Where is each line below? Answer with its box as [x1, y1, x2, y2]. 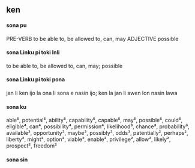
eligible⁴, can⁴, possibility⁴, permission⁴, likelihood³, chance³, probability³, [6, 123, 190, 130]
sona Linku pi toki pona [6, 76, 65, 83]
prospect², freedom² [6, 142, 57, 149]
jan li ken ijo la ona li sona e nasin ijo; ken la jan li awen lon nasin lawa [6, 90, 178, 96]
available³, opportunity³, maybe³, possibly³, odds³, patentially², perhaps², [6, 129, 189, 137]
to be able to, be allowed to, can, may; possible [6, 62, 123, 69]
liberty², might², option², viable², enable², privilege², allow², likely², [6, 135, 171, 143]
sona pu [6, 21, 27, 29]
